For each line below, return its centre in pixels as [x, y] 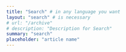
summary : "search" [29, 34]
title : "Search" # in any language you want [63, 12]
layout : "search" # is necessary [48, 17]
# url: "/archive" [29, 23]
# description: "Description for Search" [59, 28]
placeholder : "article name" [43, 39]
